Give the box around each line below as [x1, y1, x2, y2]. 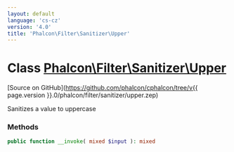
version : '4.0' [7, 23, 52, 30]
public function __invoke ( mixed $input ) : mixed [7, 138, 156, 145]
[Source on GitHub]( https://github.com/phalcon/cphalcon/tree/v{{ [7, 84, 198, 92]
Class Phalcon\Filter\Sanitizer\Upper [7, 61, 227, 76]
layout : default [7, 10, 55, 18]
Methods [7, 122, 39, 132]
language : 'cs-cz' [7, 17, 61, 24]
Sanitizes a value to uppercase [7, 105, 96, 113]
